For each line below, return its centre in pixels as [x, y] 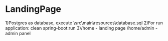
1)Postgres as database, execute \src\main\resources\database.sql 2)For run [84, 23]
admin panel [18, 33]
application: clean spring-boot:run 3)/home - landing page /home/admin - [81, 28]
